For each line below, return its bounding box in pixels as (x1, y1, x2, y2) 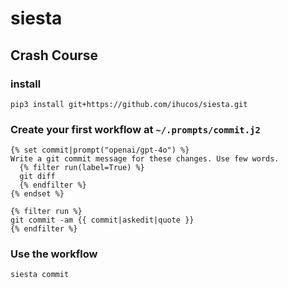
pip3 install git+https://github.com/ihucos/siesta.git (10, 99, 248, 109)
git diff (19, 172, 56, 182)
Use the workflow (10, 247, 98, 261)
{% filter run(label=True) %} (19, 163, 145, 173)
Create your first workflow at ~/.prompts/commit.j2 (10, 122, 261, 136)
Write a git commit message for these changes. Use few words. (10, 154, 280, 164)
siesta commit (10, 270, 70, 280)
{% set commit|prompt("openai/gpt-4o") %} (10, 145, 190, 156)
